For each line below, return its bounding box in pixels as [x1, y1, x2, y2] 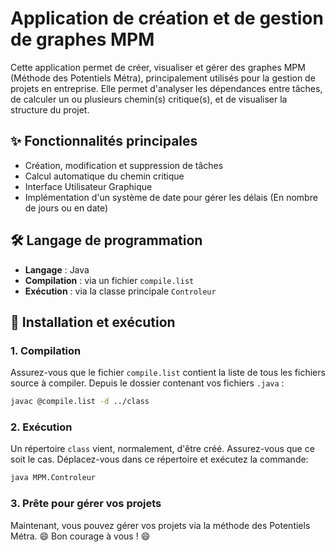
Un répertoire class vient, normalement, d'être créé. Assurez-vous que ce [10, 443, 315, 455]
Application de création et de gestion [10, 7, 324, 30]
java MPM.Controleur [10, 473, 97, 483]
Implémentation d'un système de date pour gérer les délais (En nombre [24, 191, 318, 203]
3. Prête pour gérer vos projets [10, 497, 162, 511]
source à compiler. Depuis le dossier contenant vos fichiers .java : [10, 377, 285, 389]
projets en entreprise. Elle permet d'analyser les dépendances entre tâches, [10, 82, 323, 94]
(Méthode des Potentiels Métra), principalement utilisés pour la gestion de [10, 72, 316, 84]
